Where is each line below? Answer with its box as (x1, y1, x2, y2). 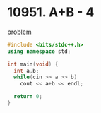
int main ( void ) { (7, 61, 59, 68)
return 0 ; (13, 93, 42, 100)
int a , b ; (13, 67, 40, 74)
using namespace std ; (7, 47, 71, 55)
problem (7, 28, 32, 36)
